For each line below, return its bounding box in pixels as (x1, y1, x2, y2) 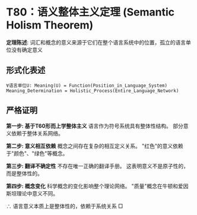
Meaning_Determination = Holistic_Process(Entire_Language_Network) (6, 87, 179, 94)
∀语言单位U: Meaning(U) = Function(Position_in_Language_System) (6, 83, 168, 88)
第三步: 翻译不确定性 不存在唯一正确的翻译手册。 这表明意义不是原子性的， (6, 162, 189, 169)
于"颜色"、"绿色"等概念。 (6, 150, 68, 157)
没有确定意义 (11, 46, 43, 53)
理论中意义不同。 (16, 189, 58, 197)
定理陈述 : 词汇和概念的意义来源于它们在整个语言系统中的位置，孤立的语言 (6, 39, 186, 46)
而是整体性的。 (6, 170, 43, 177)
